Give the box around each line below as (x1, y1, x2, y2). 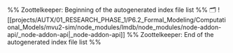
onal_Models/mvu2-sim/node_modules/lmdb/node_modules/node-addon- (7, 23, 222, 31)
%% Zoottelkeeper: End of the (126, 31, 214, 38)
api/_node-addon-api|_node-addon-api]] (7, 31, 126, 38)
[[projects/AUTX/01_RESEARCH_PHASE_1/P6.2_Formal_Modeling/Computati (7, 16, 226, 24)
